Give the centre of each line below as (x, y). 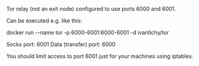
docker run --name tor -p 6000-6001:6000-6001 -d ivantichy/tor (88, 32)
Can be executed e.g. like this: (44, 20)
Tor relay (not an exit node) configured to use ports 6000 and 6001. (91, 9)
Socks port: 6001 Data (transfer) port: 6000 (61, 44)
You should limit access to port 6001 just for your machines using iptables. (100, 56)
